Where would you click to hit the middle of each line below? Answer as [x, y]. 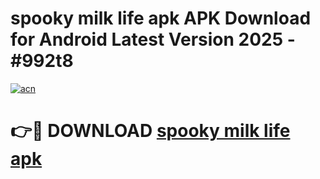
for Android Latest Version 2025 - [153, 39]
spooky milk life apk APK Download [161, 18]
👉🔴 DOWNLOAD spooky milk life [150, 131]
